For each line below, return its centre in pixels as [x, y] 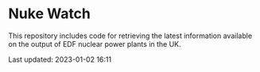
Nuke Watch [50, 14]
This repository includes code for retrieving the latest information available [130, 36]
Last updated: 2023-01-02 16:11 [60, 59]
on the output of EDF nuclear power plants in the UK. [95, 44]
